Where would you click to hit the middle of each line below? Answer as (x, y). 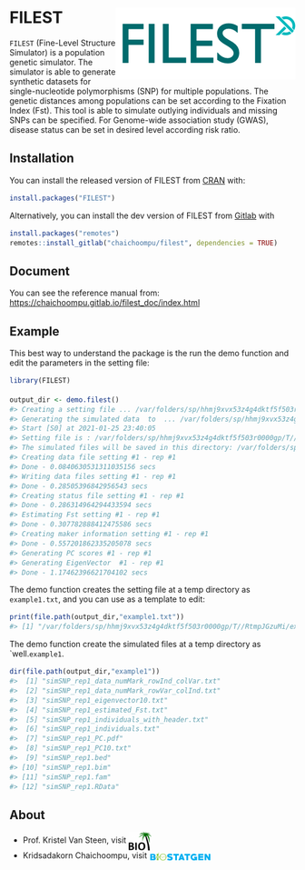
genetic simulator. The (51, 62)
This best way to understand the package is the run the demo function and (149, 353)
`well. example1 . (37, 654)
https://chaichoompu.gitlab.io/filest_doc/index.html (105, 303)
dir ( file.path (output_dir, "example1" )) (85, 672)
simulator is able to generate (63, 72)
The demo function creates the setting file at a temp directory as (130, 590)
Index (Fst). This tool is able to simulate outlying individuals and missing (143, 110)
